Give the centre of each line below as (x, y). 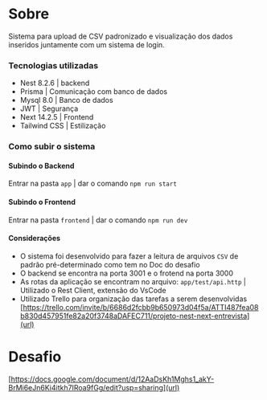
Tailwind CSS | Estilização (63, 126)
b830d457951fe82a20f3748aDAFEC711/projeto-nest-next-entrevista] (135, 316)
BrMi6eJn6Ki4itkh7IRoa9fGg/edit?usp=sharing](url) (94, 387)
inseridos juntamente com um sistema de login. (86, 44)
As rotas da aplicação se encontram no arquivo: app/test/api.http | (133, 281)
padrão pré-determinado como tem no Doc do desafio (110, 264)
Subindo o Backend (41, 165)
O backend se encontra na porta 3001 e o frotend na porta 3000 (127, 273)
